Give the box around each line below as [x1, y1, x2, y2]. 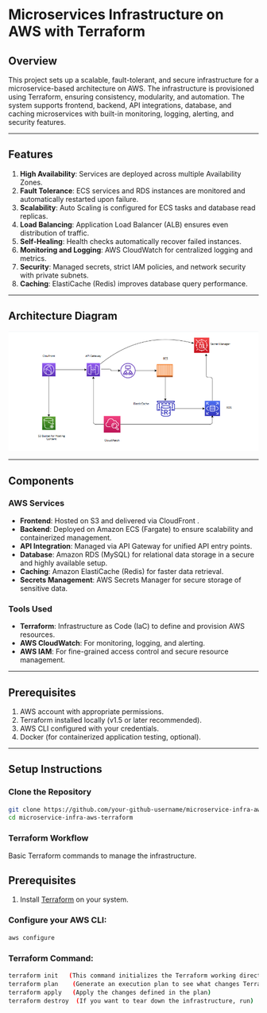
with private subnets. [19, 270, 89, 280]
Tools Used [8, 603, 53, 614]
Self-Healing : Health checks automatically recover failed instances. [19, 236, 242, 246]
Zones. [19, 177, 43, 187]
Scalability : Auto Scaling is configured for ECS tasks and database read [19, 203, 256, 212]
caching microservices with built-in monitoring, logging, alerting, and [8, 109, 234, 118]
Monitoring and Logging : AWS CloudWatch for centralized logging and [19, 245, 253, 254]
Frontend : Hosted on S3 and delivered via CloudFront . [19, 515, 200, 526]
